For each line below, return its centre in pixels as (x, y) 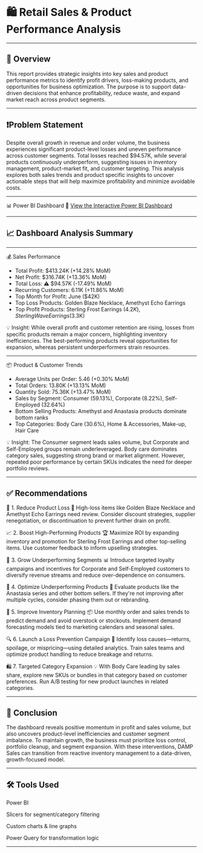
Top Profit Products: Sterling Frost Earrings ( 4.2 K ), (78, 310)
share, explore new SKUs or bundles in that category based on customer (97, 675)
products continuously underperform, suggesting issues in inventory (92, 162)
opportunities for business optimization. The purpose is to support (89, 87)
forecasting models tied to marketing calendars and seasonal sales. (90, 627)
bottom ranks (31, 418)
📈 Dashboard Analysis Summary (70, 233)
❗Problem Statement (45, 125)
